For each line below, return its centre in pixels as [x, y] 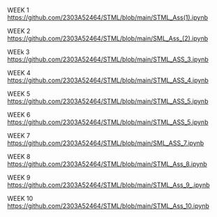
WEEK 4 [19, 73]
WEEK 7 [18, 136]
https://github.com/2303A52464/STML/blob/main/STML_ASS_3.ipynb [108, 59]
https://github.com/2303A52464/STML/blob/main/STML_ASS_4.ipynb [108, 80]
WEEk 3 [18, 52]
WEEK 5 [19, 94]
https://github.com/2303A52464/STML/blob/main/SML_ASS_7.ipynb [106, 143]
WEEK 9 [19, 178]
